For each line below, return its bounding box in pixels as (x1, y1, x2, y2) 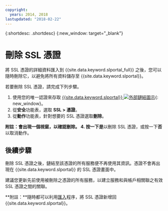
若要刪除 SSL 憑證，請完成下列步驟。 (5, 83, 81, 90)
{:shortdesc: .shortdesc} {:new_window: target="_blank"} (5, 30, 123, 36)
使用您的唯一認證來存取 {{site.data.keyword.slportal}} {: (12, 94, 158, 100)
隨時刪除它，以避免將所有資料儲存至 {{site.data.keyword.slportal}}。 (5, 73, 146, 79)
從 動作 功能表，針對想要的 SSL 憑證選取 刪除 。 (12, 113, 106, 119)
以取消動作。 (5, 130, 31, 136)
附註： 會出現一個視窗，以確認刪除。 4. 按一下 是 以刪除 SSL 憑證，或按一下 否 (5, 123, 162, 130)
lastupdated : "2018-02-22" (5, 16, 61, 21)
